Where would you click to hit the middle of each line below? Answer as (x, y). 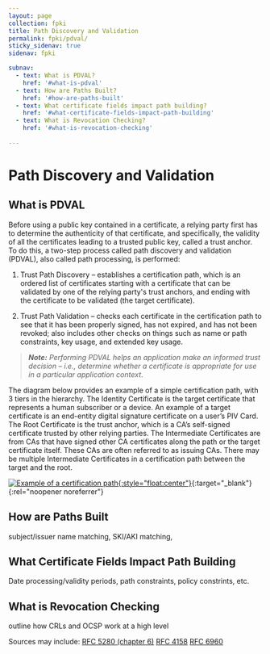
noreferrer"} (84, 491)
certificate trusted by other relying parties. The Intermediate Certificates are (135, 433)
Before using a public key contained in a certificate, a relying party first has (133, 224)
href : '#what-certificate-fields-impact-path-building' (119, 113)
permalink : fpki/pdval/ (48, 38)
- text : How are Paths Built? (66, 90)
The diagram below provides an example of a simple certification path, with (133, 390)
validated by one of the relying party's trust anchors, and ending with (135, 291)
